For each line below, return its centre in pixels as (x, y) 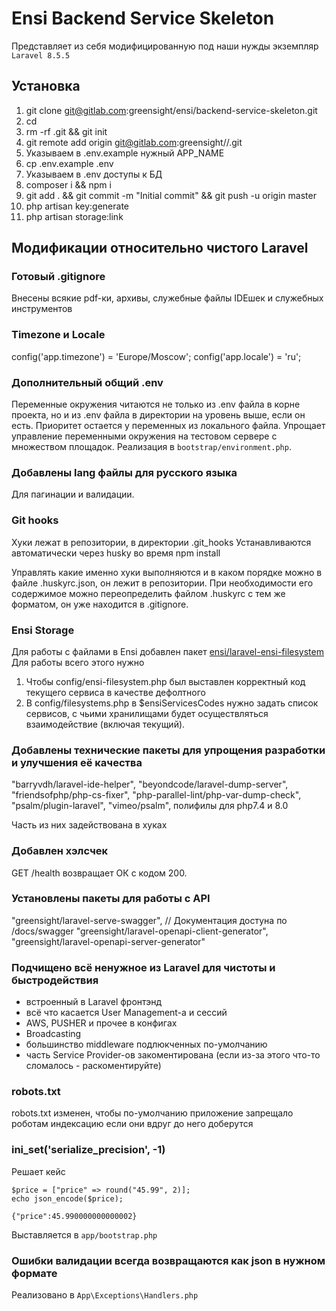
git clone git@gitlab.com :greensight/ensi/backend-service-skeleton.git (171, 110)
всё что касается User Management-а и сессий (126, 1013)
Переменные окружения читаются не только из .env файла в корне (156, 404)
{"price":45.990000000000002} (74, 1216)
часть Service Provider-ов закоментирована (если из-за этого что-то (173, 1055)
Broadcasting (53, 1034)
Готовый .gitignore (58, 277)
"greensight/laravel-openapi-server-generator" (108, 941)
